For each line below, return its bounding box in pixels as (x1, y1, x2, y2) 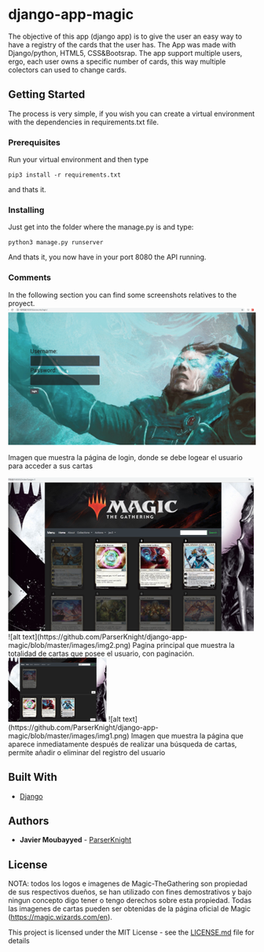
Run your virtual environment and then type (8, 155, 149, 165)
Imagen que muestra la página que (130, 731, 244, 740)
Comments (8, 272, 51, 283)
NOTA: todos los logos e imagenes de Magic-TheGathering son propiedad (8, 879, 247, 888)
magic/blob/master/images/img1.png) (8, 731, 130, 740)
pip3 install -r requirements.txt (8, 171, 122, 179)
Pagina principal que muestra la (132, 640, 235, 649)
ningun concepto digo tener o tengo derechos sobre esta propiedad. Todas (8, 896, 252, 906)
